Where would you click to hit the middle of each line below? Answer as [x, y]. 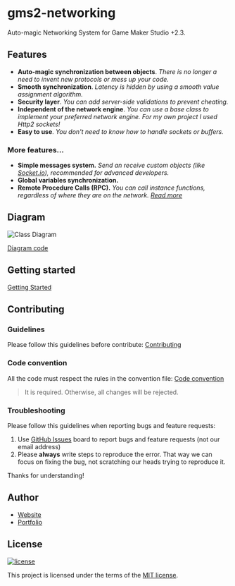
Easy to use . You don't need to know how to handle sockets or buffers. [120, 131]
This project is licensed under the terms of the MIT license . [93, 575]
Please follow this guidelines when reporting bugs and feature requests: [112, 425]
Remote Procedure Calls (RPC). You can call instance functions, [111, 188]
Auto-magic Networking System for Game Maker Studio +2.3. [96, 32]
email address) [39, 446]
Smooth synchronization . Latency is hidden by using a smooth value [118, 87]
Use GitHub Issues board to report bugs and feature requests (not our [119, 439]
